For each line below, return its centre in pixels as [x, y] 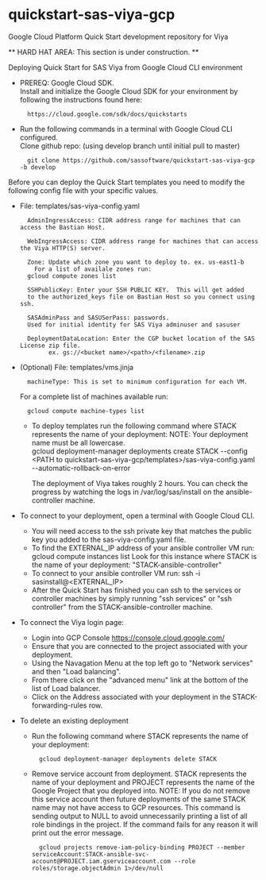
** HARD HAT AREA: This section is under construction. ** [104, 52]
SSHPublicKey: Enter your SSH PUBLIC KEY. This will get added [136, 290]
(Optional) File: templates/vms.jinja [76, 367]
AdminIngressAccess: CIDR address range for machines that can [134, 220]
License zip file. [50, 345]
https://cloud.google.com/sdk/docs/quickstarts [108, 114]
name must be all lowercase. [78, 442]
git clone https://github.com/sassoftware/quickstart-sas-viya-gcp [141, 160]
